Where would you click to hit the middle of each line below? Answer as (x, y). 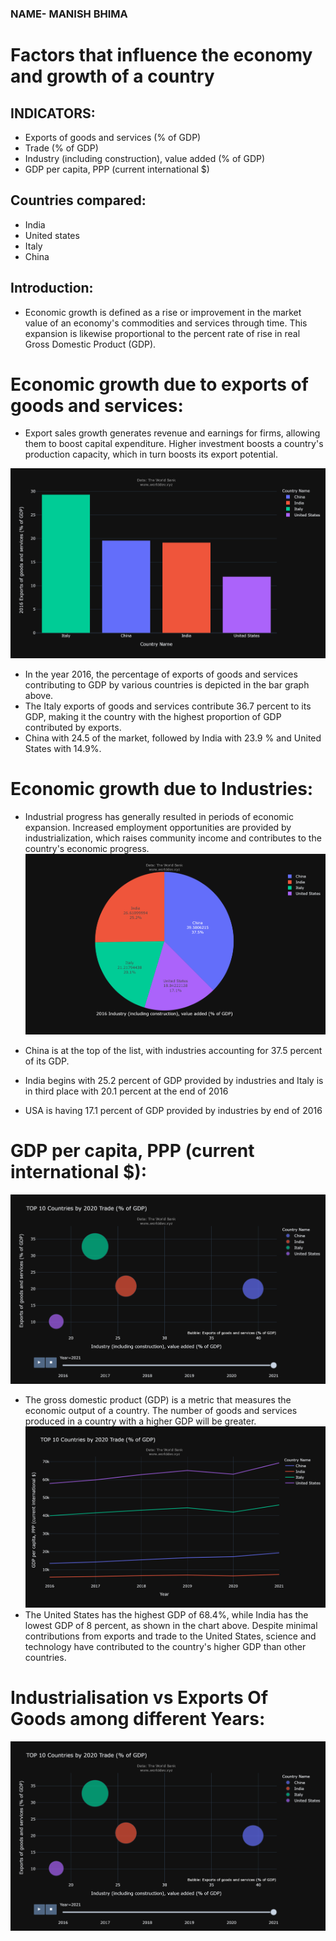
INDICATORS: (53, 113)
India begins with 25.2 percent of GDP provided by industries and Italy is (174, 1081)
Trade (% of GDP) (61, 148)
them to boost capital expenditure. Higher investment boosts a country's (174, 444)
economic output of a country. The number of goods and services (161, 1411)
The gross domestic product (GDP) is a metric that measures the (158, 1400)
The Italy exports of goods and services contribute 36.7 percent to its (168, 706)
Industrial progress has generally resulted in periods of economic (159, 816)
